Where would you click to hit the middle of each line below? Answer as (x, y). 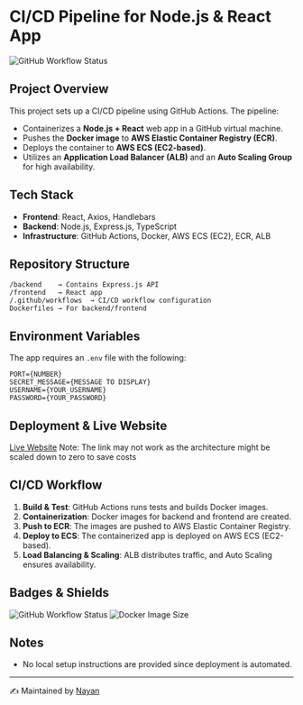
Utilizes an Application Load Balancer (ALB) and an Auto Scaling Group (157, 157)
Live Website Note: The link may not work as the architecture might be (140, 447)
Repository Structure (70, 264)
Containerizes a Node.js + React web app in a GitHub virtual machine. (153, 128)
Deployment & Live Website (88, 426)
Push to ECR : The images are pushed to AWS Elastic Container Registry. (156, 526)
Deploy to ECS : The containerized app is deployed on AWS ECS (141, 536)
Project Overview (59, 89)
